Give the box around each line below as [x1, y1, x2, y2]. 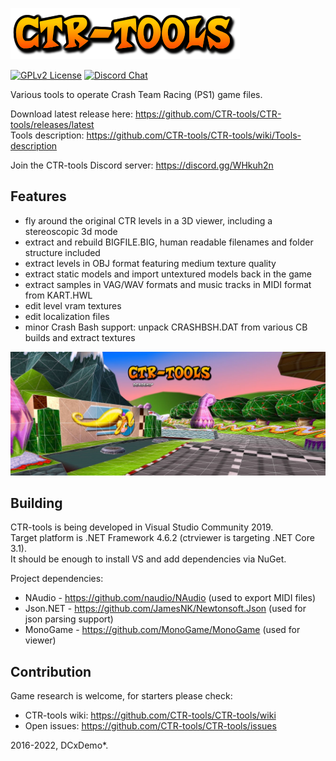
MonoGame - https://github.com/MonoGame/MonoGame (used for [24, 624, 301, 636]
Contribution [10, 663, 92, 680]
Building [10, 495, 63, 512]
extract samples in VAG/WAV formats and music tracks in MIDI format [24, 278, 312, 290]
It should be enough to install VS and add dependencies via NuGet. [10, 553, 287, 565]
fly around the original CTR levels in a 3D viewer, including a [24, 214, 273, 227]
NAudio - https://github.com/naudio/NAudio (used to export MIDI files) [24, 592, 317, 604]
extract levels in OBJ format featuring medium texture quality [24, 257, 277, 269]
